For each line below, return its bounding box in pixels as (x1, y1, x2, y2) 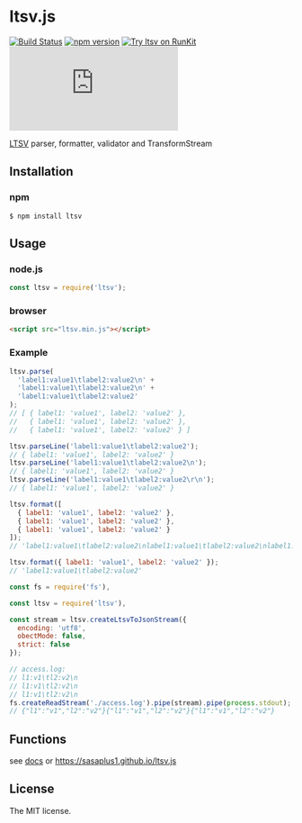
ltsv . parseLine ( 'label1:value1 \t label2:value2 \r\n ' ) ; (9, 475, 216, 484)
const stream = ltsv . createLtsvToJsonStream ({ (9, 615, 187, 624)
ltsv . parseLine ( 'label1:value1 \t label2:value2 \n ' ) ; (9, 458, 207, 467)
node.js (9, 263, 43, 276)
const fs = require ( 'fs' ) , (9, 583, 111, 592)
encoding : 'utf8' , (17, 623, 87, 632)
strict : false (17, 640, 70, 649)
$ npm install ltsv (9, 212, 83, 221)
